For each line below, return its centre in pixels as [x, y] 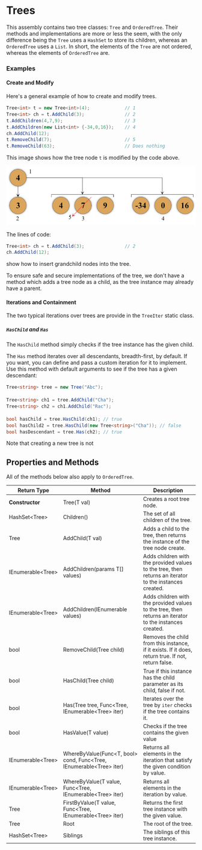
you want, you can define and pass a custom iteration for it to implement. [97, 363]
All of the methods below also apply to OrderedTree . [70, 477]
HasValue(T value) [86, 732]
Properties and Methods [53, 462]
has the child [159, 677]
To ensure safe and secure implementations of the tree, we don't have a [95, 275]
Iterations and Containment [41, 302]
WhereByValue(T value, [92, 781]
